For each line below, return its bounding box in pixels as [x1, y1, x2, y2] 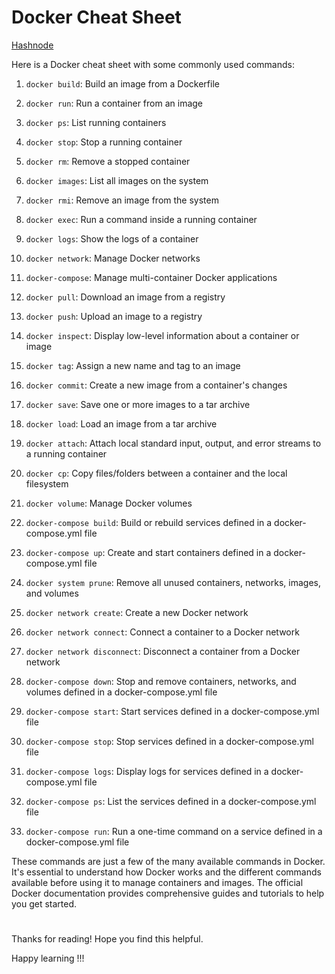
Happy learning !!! [11, 952, 85, 965]
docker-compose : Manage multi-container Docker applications [25, 271, 278, 283]
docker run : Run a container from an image [25, 97, 204, 109]
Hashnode [11, 39, 54, 51]
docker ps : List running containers [25, 116, 167, 128]
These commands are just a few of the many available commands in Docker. [11, 855, 326, 867]
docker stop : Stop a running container [25, 136, 183, 148]
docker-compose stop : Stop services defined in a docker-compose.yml [25, 735, 314, 747]
